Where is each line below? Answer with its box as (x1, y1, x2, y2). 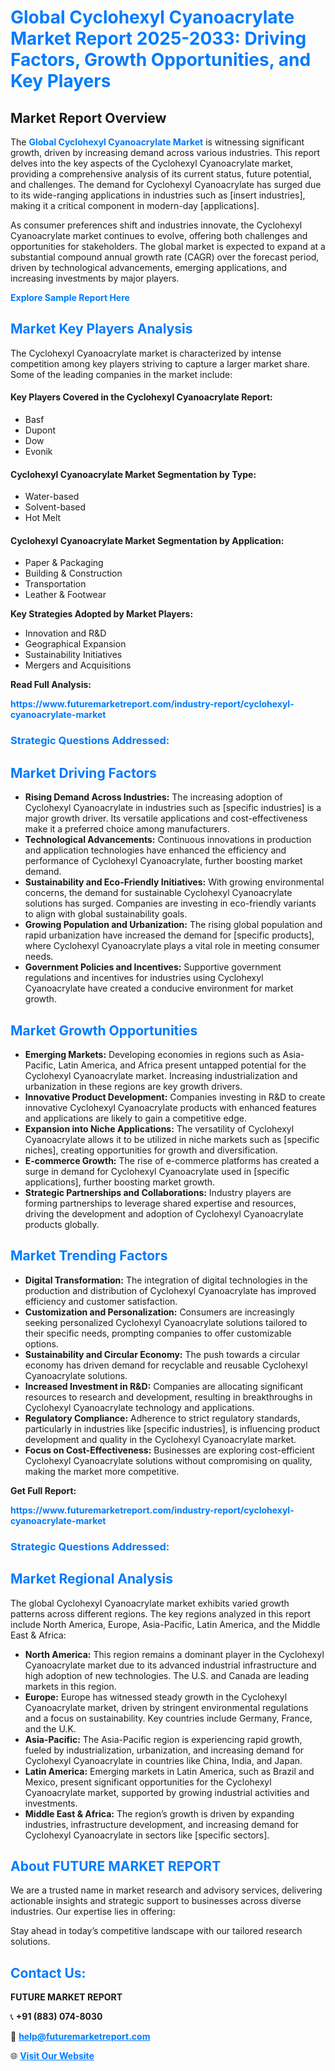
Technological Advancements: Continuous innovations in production (24, 834, 312, 846)
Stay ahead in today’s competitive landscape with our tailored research (10, 1925, 303, 1937)
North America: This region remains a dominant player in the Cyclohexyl (24, 1648, 325, 1660)
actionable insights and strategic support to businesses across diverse (10, 1895, 302, 1907)
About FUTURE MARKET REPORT (10, 1857, 222, 1875)
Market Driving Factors (10, 764, 157, 781)
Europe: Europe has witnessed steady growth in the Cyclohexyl (24, 1691, 288, 1703)
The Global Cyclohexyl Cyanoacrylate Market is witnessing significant (10, 136, 305, 148)
